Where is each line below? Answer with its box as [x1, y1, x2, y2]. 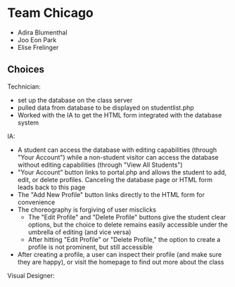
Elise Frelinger [17, 43, 59, 51]
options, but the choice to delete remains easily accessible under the [27, 220, 228, 229]
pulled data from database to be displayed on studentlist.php [17, 103, 195, 112]
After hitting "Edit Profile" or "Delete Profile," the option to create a [27, 235, 221, 243]
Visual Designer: [7, 271, 55, 279]
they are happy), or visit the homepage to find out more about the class [17, 257, 224, 266]
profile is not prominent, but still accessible [27, 243, 153, 251]
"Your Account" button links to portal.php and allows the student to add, [17, 167, 227, 177]
